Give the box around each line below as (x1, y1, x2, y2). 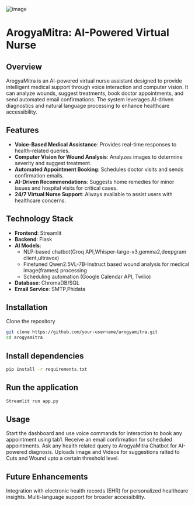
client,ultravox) (23, 254, 60, 261)
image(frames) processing (23, 266, 88, 273)
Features (6, 125, 39, 135)
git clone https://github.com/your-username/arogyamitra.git (6, 329, 158, 335)
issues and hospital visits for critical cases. (14, 184, 118, 192)
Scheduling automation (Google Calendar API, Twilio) (23, 273, 151, 280)
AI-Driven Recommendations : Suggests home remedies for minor (14, 178, 175, 185)
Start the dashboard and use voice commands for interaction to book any (6, 430, 182, 437)
